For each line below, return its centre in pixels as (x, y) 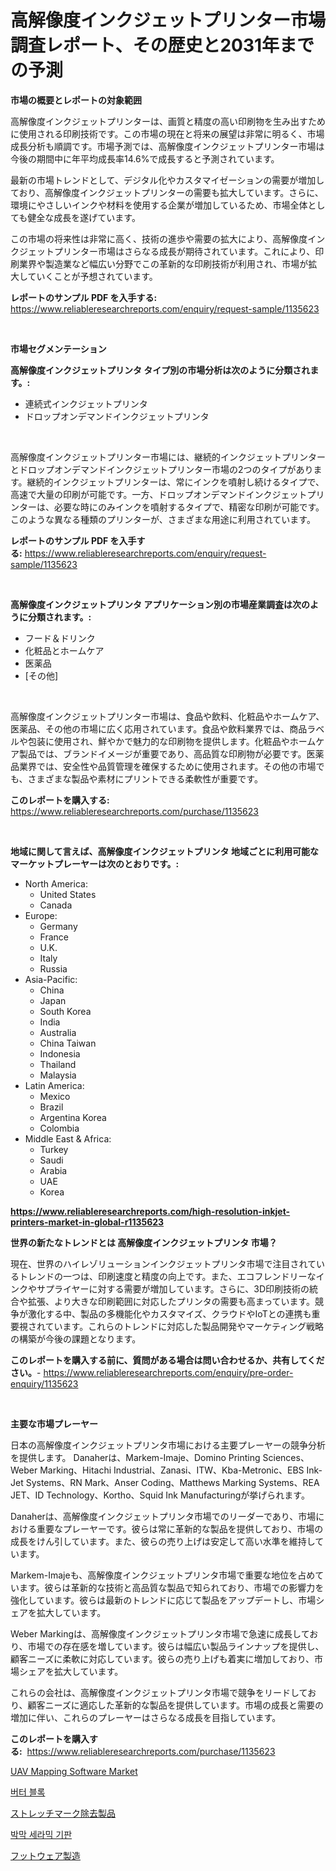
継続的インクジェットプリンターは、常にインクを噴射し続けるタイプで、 (175, 482)
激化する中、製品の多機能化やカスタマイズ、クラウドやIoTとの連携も (169, 1313)
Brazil (51, 1107)
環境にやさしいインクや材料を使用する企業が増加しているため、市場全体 (159, 205)
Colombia (59, 1128)
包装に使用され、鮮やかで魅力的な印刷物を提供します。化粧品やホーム (172, 741)
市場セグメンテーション (58, 348)
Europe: (41, 915)
